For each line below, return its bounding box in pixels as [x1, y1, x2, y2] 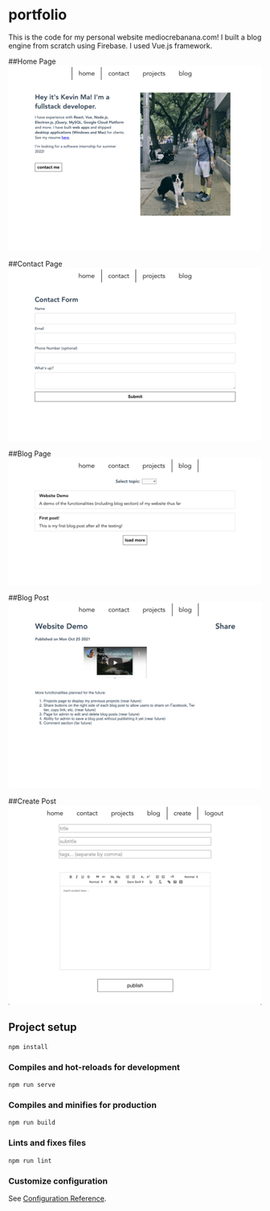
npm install [8, 1043, 48, 1051]
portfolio [8, 6, 67, 24]
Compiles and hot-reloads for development [8, 1061, 181, 1072]
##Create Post [8, 796, 56, 807]
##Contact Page [8, 259, 63, 269]
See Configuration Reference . [8, 1193, 107, 1203]
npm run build [8, 1118, 56, 1127]
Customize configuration [8, 1175, 108, 1186]
